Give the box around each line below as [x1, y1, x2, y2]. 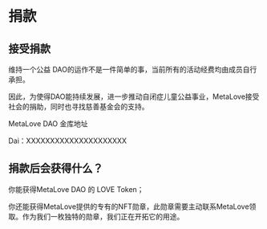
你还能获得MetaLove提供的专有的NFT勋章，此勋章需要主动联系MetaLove [8, 202, 250, 211]
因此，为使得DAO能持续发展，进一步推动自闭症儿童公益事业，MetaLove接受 [8, 92, 260, 101]
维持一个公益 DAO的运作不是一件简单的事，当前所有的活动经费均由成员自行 [8, 65, 257, 74]
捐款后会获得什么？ [8, 162, 103, 175]
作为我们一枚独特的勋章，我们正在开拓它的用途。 [22, 211, 184, 221]
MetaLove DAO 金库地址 [8, 119, 88, 129]
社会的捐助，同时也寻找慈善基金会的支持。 [8, 102, 149, 111]
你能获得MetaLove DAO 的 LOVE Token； [8, 184, 144, 194]
